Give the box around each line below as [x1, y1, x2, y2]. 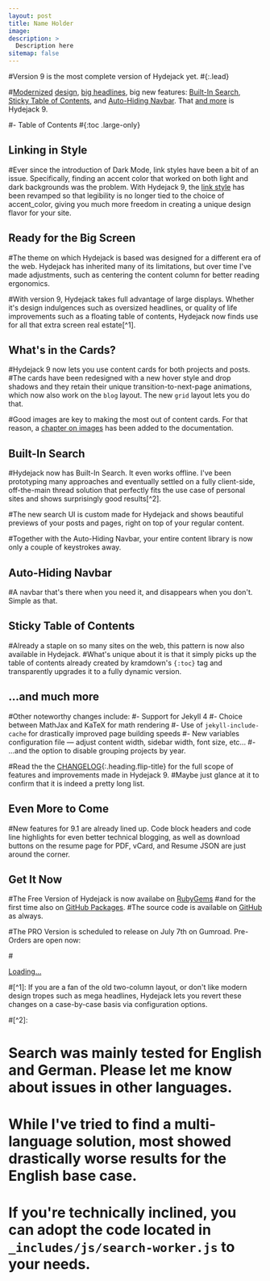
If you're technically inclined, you [8, 1203, 237, 1221]
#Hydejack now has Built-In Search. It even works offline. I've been [8, 468, 232, 478]
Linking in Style [8, 143, 88, 158]
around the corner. [8, 849, 71, 859]
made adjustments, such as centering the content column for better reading [8, 270, 260, 280]
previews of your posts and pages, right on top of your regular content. [8, 518, 244, 528]
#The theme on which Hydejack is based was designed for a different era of [8, 252, 261, 263]
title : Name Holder [8, 19, 74, 27]
